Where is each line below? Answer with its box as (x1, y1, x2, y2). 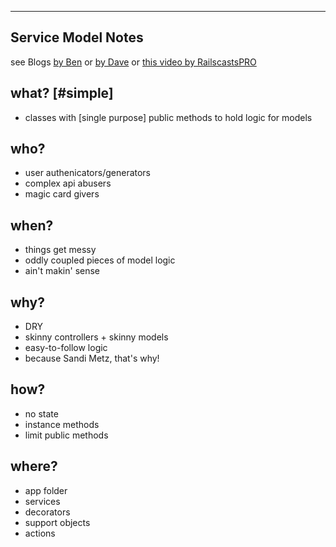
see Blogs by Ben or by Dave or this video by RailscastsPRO (10, 56, 257, 68)
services (24, 495, 61, 507)
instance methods (24, 418, 100, 430)
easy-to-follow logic (24, 342, 108, 354)
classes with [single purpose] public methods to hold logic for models (24, 111, 313, 123)
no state (24, 407, 59, 420)
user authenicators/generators (24, 167, 152, 179)
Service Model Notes (10, 29, 144, 46)
